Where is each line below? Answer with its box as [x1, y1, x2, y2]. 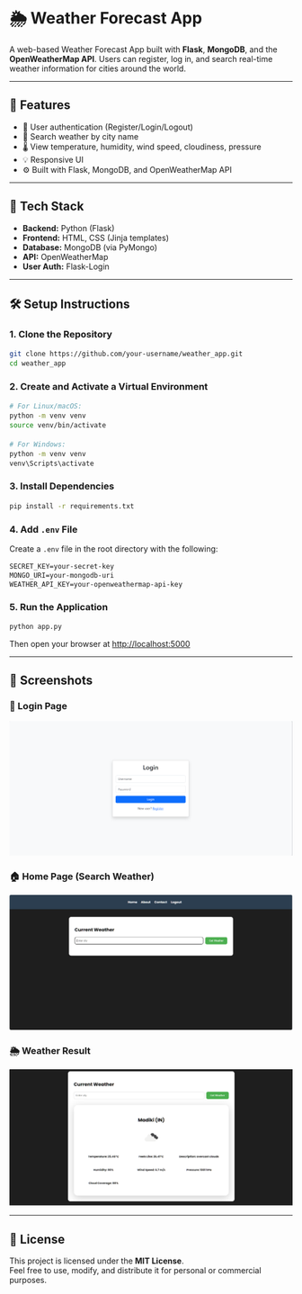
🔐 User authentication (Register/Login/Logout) [22, 121, 193, 132]
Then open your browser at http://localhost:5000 [9, 639, 191, 650]
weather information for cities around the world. [9, 63, 187, 74]
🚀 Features [9, 97, 71, 113]
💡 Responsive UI [22, 154, 84, 165]
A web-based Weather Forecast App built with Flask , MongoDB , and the [9, 43, 278, 55]
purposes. [9, 1275, 48, 1286]
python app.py [9, 623, 63, 632]
